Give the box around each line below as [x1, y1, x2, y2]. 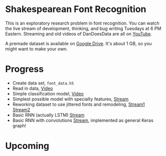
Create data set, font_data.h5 [12, 80, 74, 86]
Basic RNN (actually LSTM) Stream [12, 112, 85, 118]
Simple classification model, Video [12, 90, 84, 96]
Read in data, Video [12, 85, 53, 91]
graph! [12, 122, 27, 128]
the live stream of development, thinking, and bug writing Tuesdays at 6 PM [5, 25, 161, 31]
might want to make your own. [5, 46, 68, 52]
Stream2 [12, 106, 31, 112]
